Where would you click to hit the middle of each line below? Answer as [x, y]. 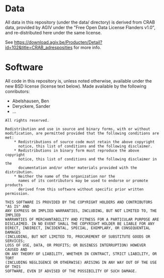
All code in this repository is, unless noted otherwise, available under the [79, 81]
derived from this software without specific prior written [81, 189]
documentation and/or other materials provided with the [78, 168]
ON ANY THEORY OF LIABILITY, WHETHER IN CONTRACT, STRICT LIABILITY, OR [81, 254]
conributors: [17, 91]
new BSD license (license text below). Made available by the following [76, 86]
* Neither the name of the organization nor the [65, 176]
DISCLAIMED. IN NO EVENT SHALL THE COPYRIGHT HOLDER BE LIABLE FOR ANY [80, 224]
